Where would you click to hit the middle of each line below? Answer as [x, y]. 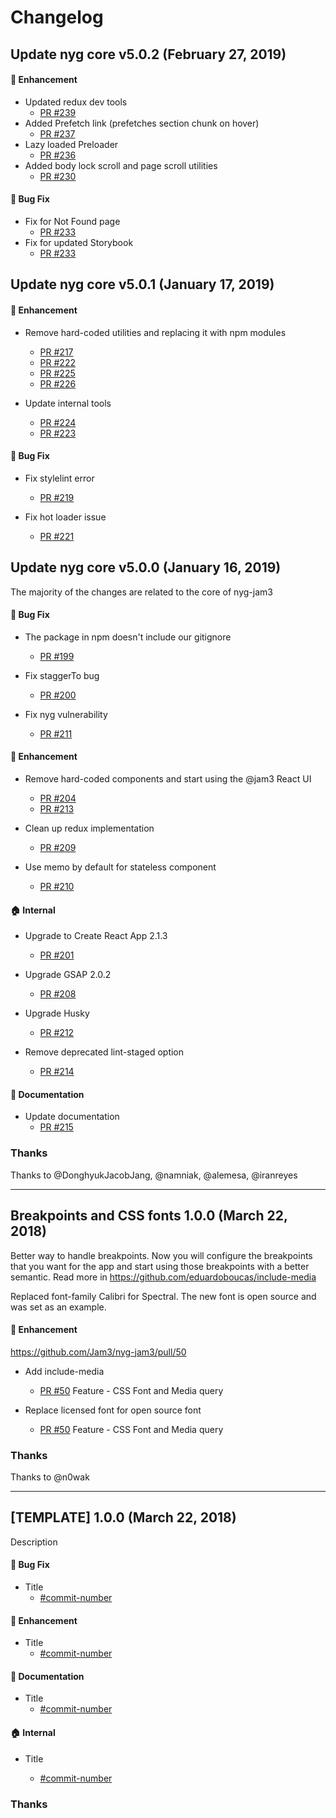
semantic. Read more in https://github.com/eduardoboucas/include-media [163, 1277]
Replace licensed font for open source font [113, 1410]
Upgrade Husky [57, 1013]
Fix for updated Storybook [79, 242]
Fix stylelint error [59, 478]
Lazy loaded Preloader [71, 144]
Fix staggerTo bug [62, 675]
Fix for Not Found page [72, 221]
